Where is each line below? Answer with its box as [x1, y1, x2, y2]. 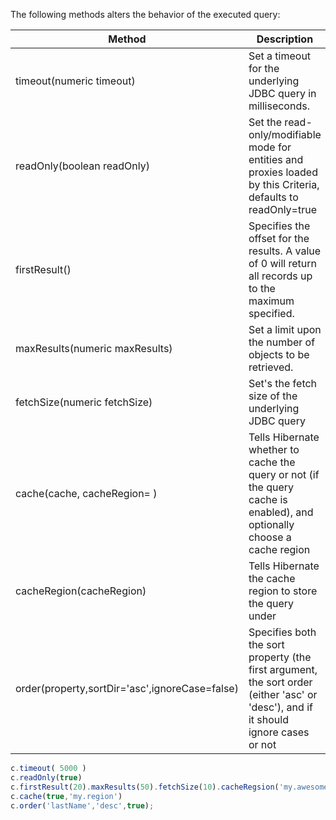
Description [256, 32, 314, 46]
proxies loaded [248, 165, 318, 179]
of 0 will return [248, 257, 317, 270]
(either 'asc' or [248, 688, 318, 701]
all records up [248, 269, 313, 283]
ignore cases [248, 725, 310, 739]
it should [248, 713, 289, 726]
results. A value [248, 244, 322, 258]
